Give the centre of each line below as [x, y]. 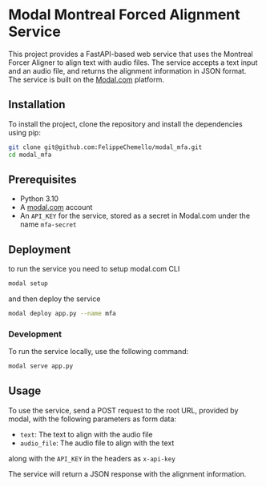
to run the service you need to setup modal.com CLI [94, 269]
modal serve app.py [41, 366]
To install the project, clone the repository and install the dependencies [125, 124]
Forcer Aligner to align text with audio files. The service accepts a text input [133, 62]
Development [35, 334]
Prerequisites [42, 179]
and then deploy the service [54, 299]
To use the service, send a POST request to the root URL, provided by [123, 410]
